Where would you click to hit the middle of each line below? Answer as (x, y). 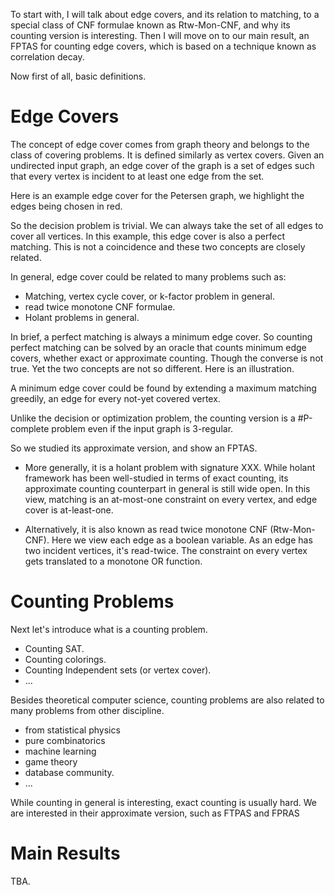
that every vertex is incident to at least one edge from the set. (137, 176)
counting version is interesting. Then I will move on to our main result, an (160, 35)
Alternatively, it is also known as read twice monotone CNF (146, 529)
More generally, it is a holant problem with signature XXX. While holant (170, 467)
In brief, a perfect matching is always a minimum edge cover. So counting (161, 336)
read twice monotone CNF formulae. (100, 306)
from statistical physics (72, 730)
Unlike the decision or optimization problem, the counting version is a (153, 418)
